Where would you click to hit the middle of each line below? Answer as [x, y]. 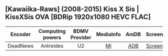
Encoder [20, 34]
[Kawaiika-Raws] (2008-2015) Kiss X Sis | [72, 9]
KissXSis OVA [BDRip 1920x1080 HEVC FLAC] [78, 17]
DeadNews [21, 45]
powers [52, 37]
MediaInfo [108, 34]
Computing [52, 31]
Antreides [52, 45]
